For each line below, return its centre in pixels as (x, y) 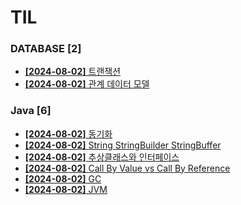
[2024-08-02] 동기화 (68, 133)
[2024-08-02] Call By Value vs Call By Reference (127, 168)
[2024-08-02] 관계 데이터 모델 (87, 84)
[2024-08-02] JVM (66, 189)
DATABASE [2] (46, 49)
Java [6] (31, 111)
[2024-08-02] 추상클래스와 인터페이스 (102, 157)
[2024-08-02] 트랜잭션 (73, 72)
